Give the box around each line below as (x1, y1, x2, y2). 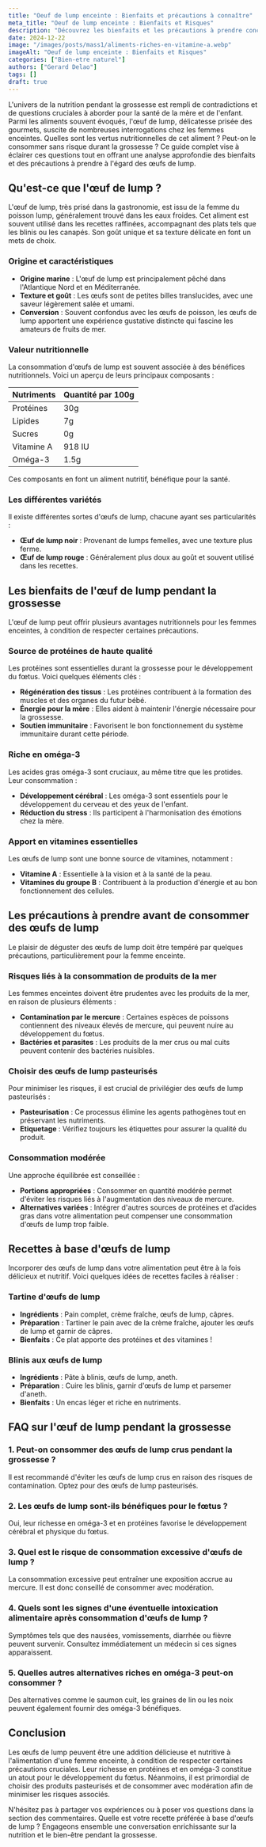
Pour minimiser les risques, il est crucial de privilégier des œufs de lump (8, 1084, 244, 1093)
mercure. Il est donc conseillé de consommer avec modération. (8, 1583, 215, 1592)
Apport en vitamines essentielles (8, 836, 139, 847)
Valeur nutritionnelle (8, 344, 89, 355)
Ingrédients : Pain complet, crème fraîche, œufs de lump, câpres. (19, 1309, 234, 1319)
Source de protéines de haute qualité (8, 645, 153, 656)
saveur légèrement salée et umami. (19, 298, 135, 309)
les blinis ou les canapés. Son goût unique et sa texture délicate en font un (8, 227, 252, 238)
